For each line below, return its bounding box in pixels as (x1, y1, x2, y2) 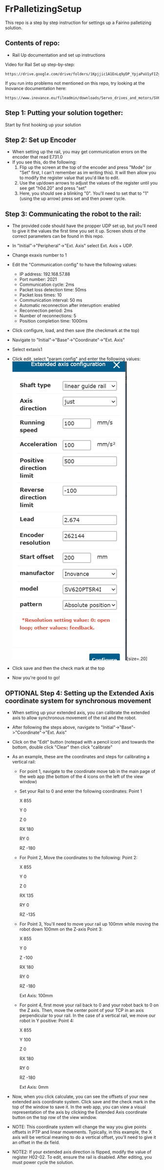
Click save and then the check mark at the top (12, 665, 105, 671)
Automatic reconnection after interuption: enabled (19, 303, 120, 308)
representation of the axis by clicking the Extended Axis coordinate (12, 1109, 147, 1115)
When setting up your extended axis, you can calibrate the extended (12, 710, 150, 715)
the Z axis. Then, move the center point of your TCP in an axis (19, 1007, 144, 1013)
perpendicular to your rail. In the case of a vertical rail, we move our (19, 1012, 156, 1018)
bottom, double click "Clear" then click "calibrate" (12, 744, 113, 750)
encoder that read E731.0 (12, 154, 63, 160)
